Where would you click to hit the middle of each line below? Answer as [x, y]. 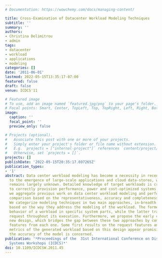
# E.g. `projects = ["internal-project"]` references [62, 148]
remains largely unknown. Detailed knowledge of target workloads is [81, 185]
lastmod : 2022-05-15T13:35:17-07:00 [42, 77]
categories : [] [20, 68]
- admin [13, 41]
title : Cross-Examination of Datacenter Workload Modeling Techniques [77, 18]
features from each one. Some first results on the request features [81, 225]
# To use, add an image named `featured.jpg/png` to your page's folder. [81, 104]
